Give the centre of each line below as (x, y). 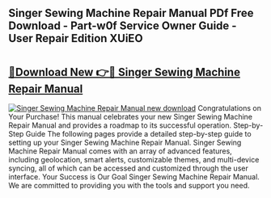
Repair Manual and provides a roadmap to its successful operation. (120, 125)
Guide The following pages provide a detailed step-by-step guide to (139, 134)
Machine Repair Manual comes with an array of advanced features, (120, 151)
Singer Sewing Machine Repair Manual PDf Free (131, 13)
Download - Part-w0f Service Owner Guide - (123, 26)
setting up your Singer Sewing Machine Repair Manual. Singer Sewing (125, 142)
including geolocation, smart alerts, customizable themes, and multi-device (134, 160)
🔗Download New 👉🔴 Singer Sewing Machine (125, 72)
